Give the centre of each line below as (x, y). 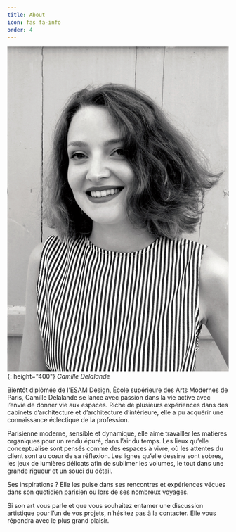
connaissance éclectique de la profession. (68, 419)
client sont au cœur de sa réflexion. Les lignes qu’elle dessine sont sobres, (115, 456)
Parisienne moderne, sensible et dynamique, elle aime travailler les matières (117, 433)
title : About (26, 15)
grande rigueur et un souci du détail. (60, 471)
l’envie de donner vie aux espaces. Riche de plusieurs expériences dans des (118, 405)
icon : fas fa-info (34, 22)
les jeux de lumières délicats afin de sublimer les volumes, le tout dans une (116, 463)
